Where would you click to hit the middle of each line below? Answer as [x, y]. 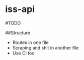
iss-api [20, 9]
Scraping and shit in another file [46, 47]
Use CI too [23, 53]
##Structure [18, 32]
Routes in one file [30, 42]
